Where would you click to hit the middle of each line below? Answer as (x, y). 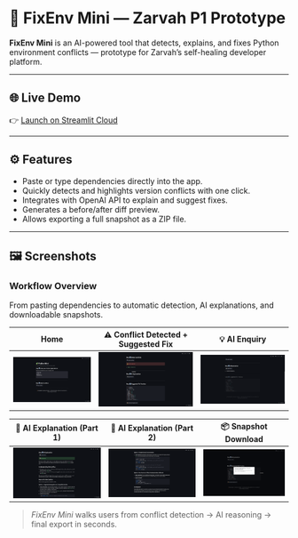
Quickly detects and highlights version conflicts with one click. (136, 190)
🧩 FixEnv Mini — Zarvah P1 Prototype (148, 18)
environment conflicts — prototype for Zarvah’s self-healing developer (138, 52)
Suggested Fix (146, 344)
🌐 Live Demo (45, 98)
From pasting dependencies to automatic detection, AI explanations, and (142, 305)
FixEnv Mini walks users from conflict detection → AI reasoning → (151, 515)
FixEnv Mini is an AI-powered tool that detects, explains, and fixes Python (144, 43)
